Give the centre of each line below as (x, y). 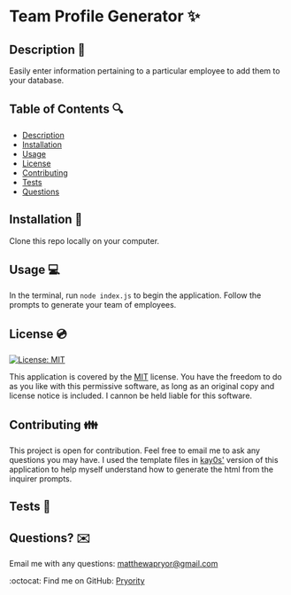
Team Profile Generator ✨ (105, 16)
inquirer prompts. (41, 479)
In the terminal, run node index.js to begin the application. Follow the (135, 295)
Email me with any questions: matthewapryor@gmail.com (114, 564)
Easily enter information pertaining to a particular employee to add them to (145, 71)
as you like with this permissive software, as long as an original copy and (142, 387)
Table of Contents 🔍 (66, 110)
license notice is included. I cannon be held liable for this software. (131, 395)
